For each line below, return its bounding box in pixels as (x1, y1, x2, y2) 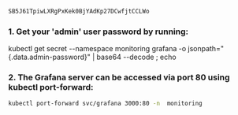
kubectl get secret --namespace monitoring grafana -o (8, 44, 187, 54)
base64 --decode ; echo (96, 52, 177, 62)
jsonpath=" (188, 44, 225, 54)
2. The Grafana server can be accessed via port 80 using (8, 72, 230, 83)
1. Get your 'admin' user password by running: (8, 26, 189, 37)
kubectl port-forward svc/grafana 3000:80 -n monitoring (8, 99, 203, 108)
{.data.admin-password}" (8, 52, 91, 62)
